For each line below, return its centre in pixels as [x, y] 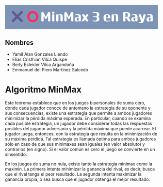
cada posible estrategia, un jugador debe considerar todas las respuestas [79, 123]
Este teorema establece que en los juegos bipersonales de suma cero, [75, 103]
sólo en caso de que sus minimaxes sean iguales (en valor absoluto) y [75, 144]
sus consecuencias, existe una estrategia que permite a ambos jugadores [79, 113]
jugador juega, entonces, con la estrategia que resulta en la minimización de [81, 134]
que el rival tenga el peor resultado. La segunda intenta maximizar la [73, 174]
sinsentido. [16, 154]
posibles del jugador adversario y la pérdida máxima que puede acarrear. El [81, 129]
